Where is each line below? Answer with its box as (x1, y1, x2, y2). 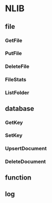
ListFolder (5, 89, 30, 96)
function (5, 173, 32, 182)
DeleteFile (5, 63, 30, 70)
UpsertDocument (5, 145, 47, 152)
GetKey (5, 119, 23, 126)
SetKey (5, 132, 23, 139)
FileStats (5, 76, 27, 83)
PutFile (5, 50, 22, 57)
